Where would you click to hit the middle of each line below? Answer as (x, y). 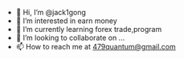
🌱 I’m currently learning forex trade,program (89, 29)
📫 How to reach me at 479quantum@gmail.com (96, 47)
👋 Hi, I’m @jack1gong (51, 12)
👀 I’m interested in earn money (67, 21)
